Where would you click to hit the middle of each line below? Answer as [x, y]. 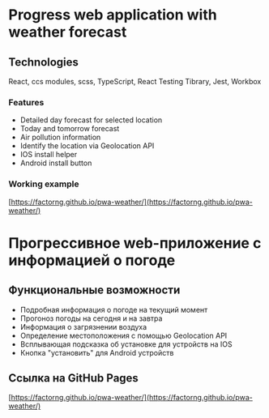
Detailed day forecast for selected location [91, 120]
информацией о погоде [92, 260]
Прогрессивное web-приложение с [135, 243]
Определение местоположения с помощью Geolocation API [124, 335]
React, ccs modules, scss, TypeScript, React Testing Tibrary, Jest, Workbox [135, 81]
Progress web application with [113, 15]
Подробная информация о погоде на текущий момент [114, 309]
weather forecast [68, 32]
